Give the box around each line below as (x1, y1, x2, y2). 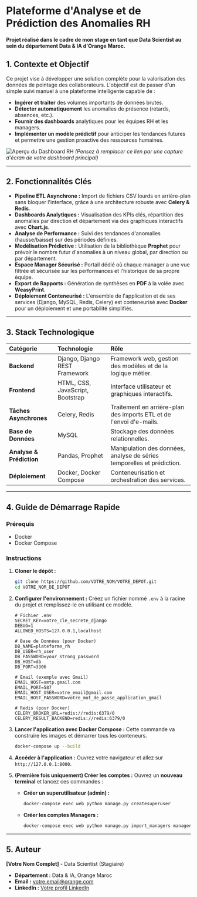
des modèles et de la (110, 362, 168, 370)
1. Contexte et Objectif (6, 59, 89, 69)
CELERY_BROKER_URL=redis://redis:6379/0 (14, 711, 115, 716)
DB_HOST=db (14, 659, 42, 665)
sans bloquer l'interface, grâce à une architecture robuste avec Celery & (14, 198, 190, 205)
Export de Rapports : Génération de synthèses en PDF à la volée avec (14, 279, 185, 286)
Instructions (6, 554, 42, 562)
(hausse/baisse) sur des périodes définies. (14, 236, 118, 243)
